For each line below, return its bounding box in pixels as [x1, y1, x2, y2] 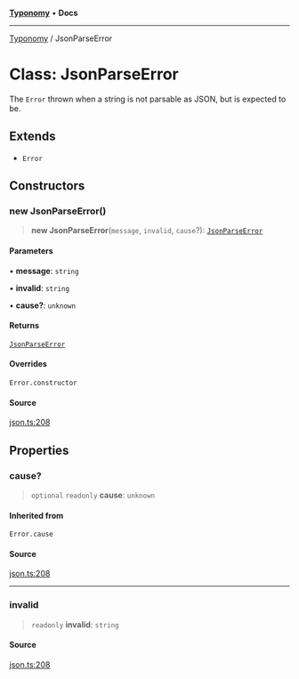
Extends [9, 129, 56, 144]
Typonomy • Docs [9, 8, 78, 18]
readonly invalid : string [30, 618, 120, 630]
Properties [9, 442, 69, 457]
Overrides [9, 359, 47, 369]
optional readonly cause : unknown [30, 489, 156, 500]
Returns [9, 320, 40, 331]
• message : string [9, 265, 79, 276]
